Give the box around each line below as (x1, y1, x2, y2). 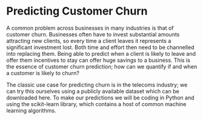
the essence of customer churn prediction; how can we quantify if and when (6, 62, 198, 70)
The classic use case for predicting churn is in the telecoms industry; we (6, 81, 188, 88)
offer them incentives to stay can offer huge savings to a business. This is (6, 56, 191, 64)
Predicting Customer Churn (6, 4, 148, 18)
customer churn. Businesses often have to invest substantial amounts (6, 30, 180, 38)
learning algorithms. (6, 107, 56, 114)
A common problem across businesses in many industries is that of (6, 24, 174, 32)
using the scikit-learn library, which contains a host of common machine (6, 100, 187, 107)
